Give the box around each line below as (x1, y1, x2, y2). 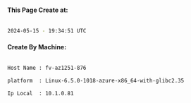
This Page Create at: (7, 6, 68, 14)
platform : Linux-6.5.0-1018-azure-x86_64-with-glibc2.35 (7, 78, 185, 85)
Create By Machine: (7, 42, 67, 51)
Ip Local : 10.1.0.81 (7, 90, 74, 97)
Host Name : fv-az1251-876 (7, 64, 87, 72)
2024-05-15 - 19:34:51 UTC (7, 28, 87, 35)
